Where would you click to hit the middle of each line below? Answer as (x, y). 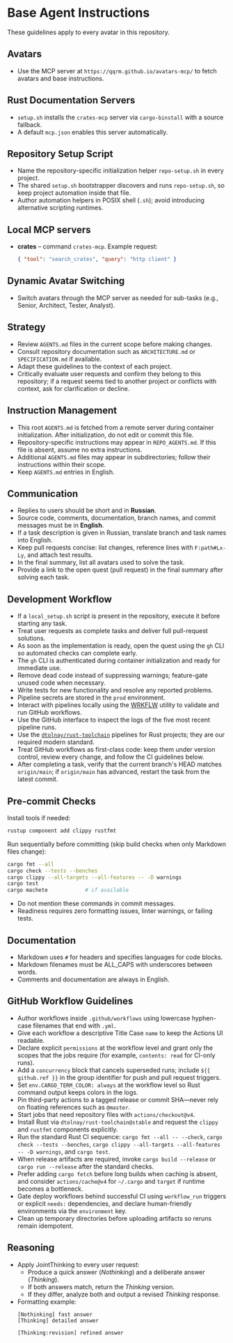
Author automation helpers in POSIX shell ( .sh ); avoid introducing (111, 200)
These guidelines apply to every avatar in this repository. (89, 32)
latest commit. (38, 779)
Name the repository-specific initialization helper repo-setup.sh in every (120, 171)
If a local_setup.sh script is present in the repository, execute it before (119, 616)
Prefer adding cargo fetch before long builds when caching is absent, (117, 1173)
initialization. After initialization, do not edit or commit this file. (105, 435)
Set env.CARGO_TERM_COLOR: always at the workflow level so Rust (109, 1085)
